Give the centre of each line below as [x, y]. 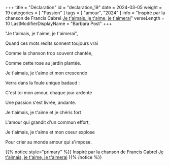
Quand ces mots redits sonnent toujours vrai [52, 43]
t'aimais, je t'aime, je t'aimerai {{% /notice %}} [54, 157]
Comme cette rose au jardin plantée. [43, 63]
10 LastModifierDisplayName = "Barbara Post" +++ [59, 23]
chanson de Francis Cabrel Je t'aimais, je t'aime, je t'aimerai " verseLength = [85, 18]
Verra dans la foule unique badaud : [43, 83]
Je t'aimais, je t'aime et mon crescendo [46, 73]
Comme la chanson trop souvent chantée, [49, 53]
